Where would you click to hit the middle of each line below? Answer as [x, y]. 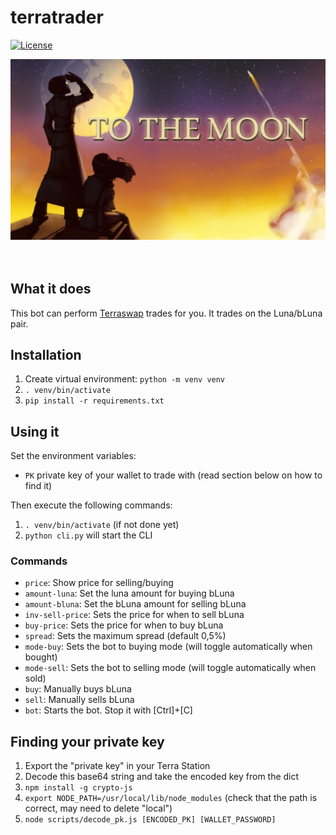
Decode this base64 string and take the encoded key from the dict [162, 777]
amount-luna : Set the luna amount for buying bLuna [129, 593]
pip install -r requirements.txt [94, 401]
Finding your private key [87, 741]
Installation [46, 354]
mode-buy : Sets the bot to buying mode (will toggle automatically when [168, 647]
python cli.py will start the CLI [88, 535]
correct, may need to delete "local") [98, 808]
